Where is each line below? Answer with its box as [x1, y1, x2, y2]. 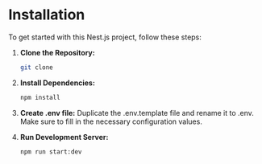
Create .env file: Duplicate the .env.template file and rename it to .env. [19, 108, 254, 117]
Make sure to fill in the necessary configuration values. [19, 117, 203, 126]
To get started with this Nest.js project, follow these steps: [8, 32, 202, 42]
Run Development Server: [19, 132, 109, 141]
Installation [8, 6, 85, 24]
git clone [19, 63, 54, 72]
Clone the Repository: [19, 47, 95, 57]
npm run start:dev [19, 147, 82, 156]
